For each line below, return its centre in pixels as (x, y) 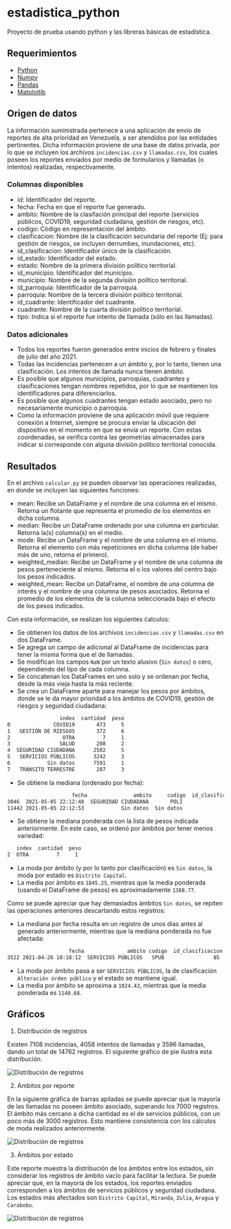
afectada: (31, 938)
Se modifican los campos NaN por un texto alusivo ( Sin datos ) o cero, (115, 662)
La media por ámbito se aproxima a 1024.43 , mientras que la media (111, 985)
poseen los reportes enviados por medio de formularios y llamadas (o (106, 159)
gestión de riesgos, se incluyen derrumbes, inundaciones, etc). (106, 243)
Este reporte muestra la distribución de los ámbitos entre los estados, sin (110, 1168)
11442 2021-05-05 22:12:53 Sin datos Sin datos (95, 808)
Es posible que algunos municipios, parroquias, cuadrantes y (103, 379)
